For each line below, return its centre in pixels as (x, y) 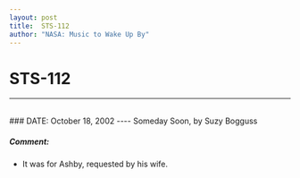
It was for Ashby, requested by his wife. (95, 164)
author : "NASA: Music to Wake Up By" (79, 34)
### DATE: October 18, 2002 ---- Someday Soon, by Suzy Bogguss (133, 121)
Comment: (29, 141)
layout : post (33, 17)
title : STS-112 (39, 26)
